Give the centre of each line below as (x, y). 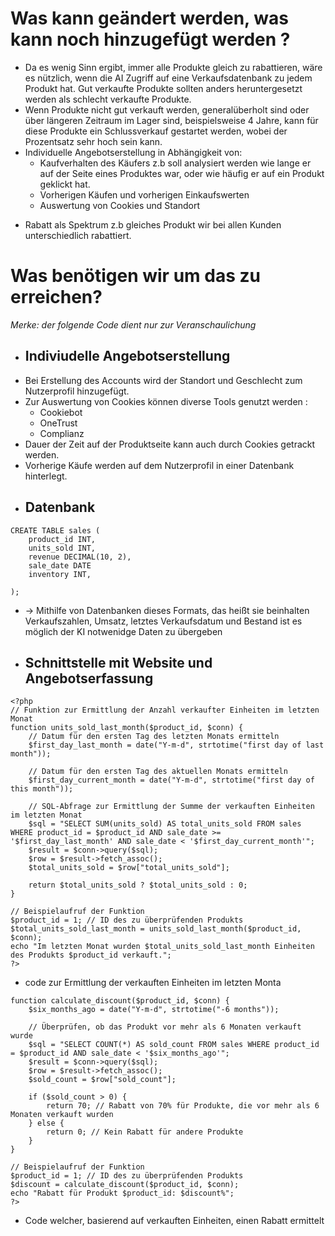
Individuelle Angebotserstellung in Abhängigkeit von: (133, 152)
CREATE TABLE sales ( (55, 530)
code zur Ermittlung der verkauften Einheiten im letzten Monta (153, 983)
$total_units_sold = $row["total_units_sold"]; (129, 868)
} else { (46, 1123)
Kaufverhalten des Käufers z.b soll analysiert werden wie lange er (175, 163)
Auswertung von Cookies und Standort (120, 205)
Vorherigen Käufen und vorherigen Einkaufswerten (144, 194)
